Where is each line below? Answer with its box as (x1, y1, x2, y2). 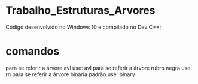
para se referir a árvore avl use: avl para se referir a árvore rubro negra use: (5, 64, 193, 71)
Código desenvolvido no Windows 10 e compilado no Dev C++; (5, 23, 162, 31)
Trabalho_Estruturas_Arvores (5, 4, 156, 17)
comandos (5, 44, 60, 58)
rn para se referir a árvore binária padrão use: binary (5, 70, 135, 78)
